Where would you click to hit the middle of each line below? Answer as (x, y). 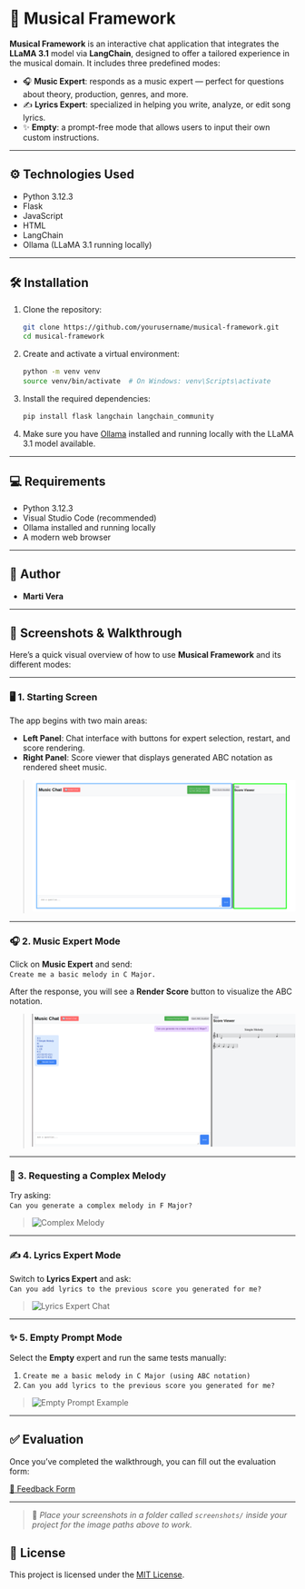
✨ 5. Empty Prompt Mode (66, 1337)
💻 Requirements (58, 482)
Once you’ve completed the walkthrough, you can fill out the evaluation (143, 1461)
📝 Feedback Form (42, 1488)
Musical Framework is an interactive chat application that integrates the (144, 44)
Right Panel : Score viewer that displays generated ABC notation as (148, 757)
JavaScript (43, 215)
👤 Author (35, 575)
